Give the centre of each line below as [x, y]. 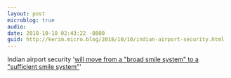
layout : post [26, 14]
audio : [17, 26]
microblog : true [31, 20]
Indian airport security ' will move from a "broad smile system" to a [103, 59]
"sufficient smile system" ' [45, 67]
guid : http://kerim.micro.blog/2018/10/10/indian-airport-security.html [116, 40]
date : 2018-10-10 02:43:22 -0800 [56, 33]
